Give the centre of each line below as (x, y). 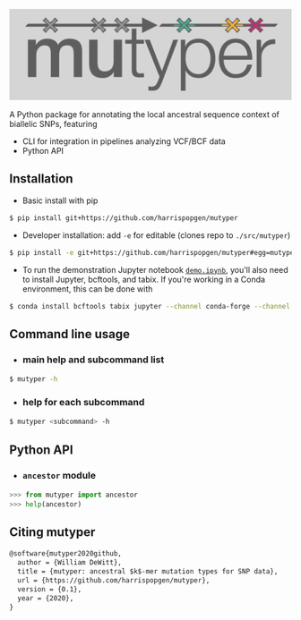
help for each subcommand (83, 402)
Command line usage (69, 334)
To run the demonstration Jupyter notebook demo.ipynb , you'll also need (155, 269)
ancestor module (59, 475)
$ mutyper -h (34, 379)
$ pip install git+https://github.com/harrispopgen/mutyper (124, 218)
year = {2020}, (46, 599)
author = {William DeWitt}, (70, 563)
